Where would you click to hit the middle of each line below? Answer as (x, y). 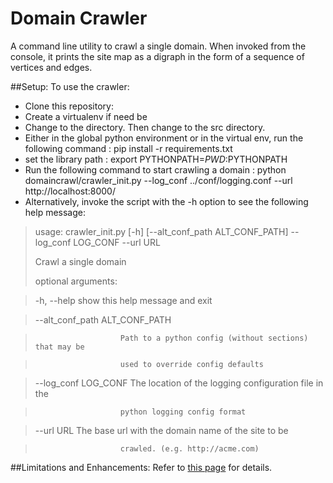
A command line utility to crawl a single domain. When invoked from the (158, 46)
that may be (59, 347)
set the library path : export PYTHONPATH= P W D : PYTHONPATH (156, 159)
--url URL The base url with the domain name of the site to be (161, 430)
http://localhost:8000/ (70, 191)
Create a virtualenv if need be (86, 116)
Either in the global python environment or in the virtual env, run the (164, 138)
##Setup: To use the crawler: (70, 86)
